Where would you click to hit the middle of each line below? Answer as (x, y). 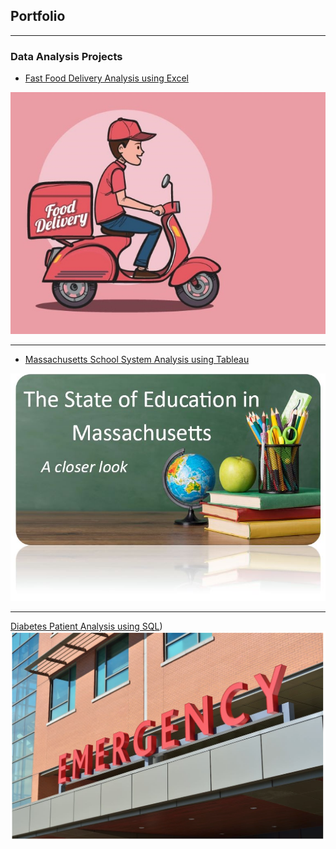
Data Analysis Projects (66, 56)
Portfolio (38, 16)
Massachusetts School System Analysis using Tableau (137, 359)
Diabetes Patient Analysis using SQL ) (86, 626)
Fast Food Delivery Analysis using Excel (106, 78)
